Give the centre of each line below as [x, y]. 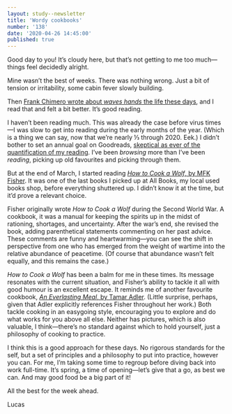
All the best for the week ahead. [53, 391]
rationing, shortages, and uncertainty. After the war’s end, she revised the [113, 224]
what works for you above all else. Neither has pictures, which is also [106, 320]
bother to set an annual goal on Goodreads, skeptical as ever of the [104, 145]
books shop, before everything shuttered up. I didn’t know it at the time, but [116, 188]
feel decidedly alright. [58, 67]
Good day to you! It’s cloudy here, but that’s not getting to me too [100, 59]
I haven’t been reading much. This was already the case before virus [106, 122]
